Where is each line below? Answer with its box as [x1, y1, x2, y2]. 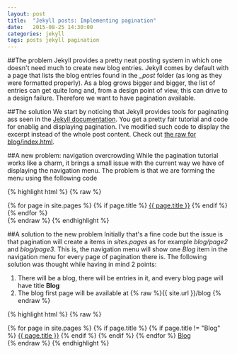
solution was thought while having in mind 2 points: [7, 260, 157, 269]
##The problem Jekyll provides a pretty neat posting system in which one [7, 56, 223, 64]
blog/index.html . [7, 137, 55, 146]
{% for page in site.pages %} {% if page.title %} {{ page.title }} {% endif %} [7, 201, 228, 210]
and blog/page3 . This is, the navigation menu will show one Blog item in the [7, 245, 228, 253]
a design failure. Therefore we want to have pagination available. [7, 93, 196, 103]
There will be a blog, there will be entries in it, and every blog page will [17, 274, 224, 282]
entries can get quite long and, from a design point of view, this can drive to [7, 86, 228, 95]
